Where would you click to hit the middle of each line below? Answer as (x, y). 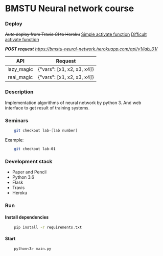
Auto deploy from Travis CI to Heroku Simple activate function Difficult (76, 34)
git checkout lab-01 (35, 149)
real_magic (20, 77)
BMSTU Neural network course (70, 9)
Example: (14, 140)
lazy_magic (20, 69)
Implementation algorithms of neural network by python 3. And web (73, 103)
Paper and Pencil (29, 172)
